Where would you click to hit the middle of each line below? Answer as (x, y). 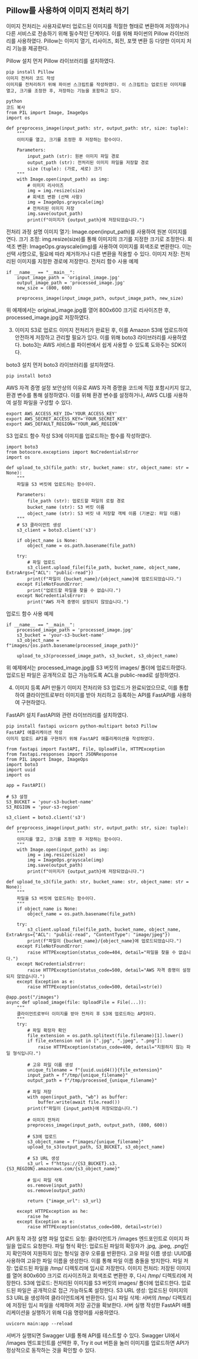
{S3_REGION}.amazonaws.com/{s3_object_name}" (63, 1168)
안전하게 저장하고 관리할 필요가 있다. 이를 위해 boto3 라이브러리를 (90, 337)
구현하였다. (34, 702)
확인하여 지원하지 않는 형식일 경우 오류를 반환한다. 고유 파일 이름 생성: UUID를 (102, 1253)
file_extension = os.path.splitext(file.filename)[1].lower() (106, 1035)
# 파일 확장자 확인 (47, 1030)
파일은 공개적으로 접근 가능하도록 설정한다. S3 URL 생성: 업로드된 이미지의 (102, 1290)
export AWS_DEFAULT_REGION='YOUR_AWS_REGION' (63, 424)
